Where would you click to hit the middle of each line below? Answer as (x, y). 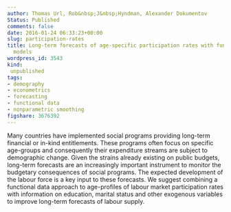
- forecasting (27, 97)
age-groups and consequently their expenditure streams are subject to (108, 150)
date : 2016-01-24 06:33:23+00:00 (55, 33)
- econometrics (29, 90)
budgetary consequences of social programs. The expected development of (115, 172)
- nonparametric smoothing (46, 109)
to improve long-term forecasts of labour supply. (76, 201)
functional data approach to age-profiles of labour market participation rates (115, 187)
